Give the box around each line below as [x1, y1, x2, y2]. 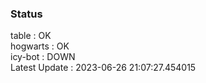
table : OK [10, 30, 52, 42]
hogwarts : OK [10, 40, 70, 52]
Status [10, 7, 43, 21]
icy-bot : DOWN [10, 51, 76, 63]
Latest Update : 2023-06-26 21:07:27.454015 [10, 62, 197, 74]
